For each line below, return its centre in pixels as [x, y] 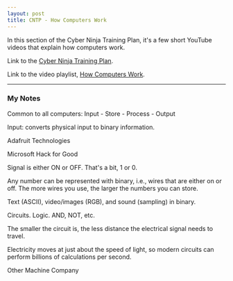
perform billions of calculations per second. [69, 257]
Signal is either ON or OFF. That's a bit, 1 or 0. [72, 167]
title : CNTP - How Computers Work [57, 20]
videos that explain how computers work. [66, 47]
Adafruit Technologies [39, 140]
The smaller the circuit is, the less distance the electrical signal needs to [110, 228]
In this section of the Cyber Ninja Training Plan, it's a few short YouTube [110, 40]
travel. [16, 236]
